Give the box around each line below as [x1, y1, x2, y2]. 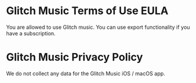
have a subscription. [6, 29, 56, 36]
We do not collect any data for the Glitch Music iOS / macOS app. [6, 69, 166, 77]
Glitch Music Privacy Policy [6, 51, 143, 64]
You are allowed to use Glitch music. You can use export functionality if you [6, 24, 191, 31]
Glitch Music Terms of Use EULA [6, 4, 169, 18]
